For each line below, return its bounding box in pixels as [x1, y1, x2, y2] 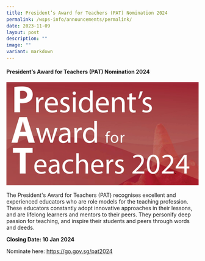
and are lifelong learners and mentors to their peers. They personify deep [6, 211, 191, 218]
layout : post [6, 29, 40, 35]
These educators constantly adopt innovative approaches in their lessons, [6, 205, 193, 212]
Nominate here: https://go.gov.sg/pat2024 [6, 248, 113, 255]
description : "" [6, 35, 48, 42]
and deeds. [6, 224, 35, 232]
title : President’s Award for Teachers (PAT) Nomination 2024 [6, 10, 168, 16]
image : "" [6, 42, 32, 48]
